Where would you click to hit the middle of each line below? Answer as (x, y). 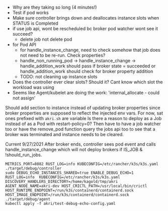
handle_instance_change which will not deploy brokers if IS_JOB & (74, 149)
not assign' (24, 98)
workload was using (33, 87)
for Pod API (24, 44)
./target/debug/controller (33, 168)
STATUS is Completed (35, 23)
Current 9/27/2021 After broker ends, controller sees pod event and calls (80, 144)
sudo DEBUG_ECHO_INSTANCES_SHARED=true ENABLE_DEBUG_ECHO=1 (70, 173)
